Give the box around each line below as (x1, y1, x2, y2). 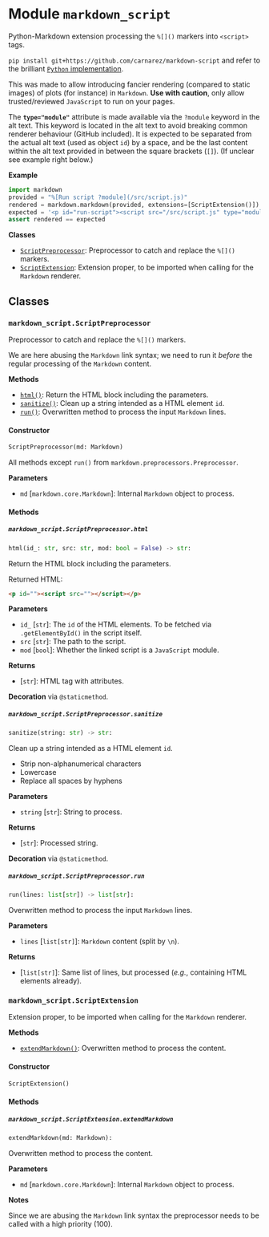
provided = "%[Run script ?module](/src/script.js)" (8, 193, 188, 201)
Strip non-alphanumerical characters (19, 759, 142, 769)
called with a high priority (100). (8, 1219, 114, 1228)
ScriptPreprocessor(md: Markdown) (8, 443, 124, 452)
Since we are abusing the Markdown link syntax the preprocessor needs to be (8, 1211, 260, 1220)
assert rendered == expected (8, 216, 106, 224)
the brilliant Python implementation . (8, 63, 124, 73)
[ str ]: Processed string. (19, 838, 98, 848)
